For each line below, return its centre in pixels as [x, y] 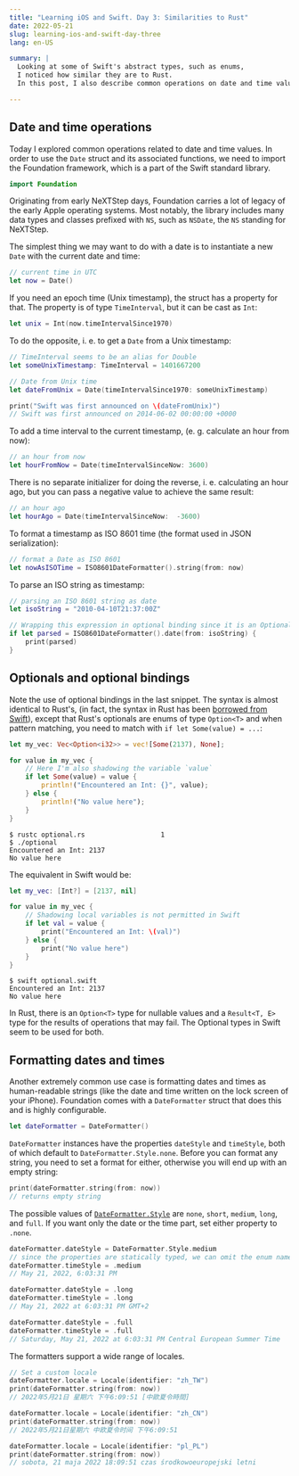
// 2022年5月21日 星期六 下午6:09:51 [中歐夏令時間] [99, 1398]
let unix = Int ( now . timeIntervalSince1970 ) [91, 324]
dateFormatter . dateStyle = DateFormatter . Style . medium [113, 1249]
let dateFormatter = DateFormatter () [79, 1126]
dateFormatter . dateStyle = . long [71, 1290]
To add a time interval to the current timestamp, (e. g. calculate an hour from [149, 431]
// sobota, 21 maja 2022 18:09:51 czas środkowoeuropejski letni [133, 1463]
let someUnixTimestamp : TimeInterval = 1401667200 [105, 365]
